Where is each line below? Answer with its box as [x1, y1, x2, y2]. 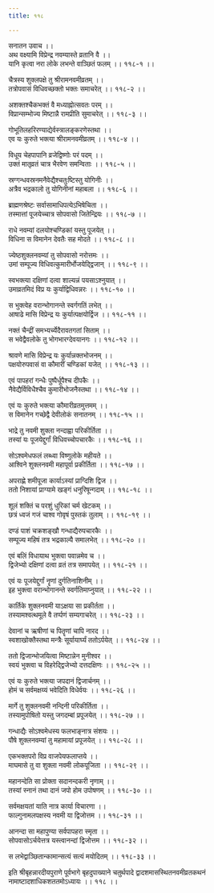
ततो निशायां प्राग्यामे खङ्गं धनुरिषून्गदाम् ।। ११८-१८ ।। [8, 484, 153, 494]
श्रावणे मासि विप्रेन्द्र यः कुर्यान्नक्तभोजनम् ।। [8, 350, 113, 360]
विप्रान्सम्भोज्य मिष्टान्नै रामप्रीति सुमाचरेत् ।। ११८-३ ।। [8, 109, 147, 119]
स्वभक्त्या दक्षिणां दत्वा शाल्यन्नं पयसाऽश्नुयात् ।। [8, 275, 127, 285]
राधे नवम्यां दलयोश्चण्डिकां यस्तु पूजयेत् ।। [8, 225, 115, 235]
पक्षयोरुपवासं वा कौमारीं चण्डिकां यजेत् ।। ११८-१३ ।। [8, 359, 150, 369]
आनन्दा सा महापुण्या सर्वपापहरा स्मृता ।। [8, 826, 110, 836]
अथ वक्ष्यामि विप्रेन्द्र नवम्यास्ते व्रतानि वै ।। [8, 50, 111, 59]
